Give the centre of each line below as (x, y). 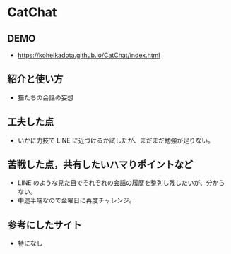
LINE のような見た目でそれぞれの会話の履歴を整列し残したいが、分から (121, 183)
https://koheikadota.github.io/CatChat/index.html (89, 55)
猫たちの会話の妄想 (46, 97)
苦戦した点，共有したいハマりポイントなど (100, 165)
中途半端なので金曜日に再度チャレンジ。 (76, 200)
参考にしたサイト (45, 225)
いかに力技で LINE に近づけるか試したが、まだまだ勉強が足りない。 (115, 140)
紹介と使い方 (35, 79)
